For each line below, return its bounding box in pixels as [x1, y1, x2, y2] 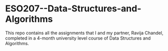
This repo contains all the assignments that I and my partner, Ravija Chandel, [5, 30, 163, 36]
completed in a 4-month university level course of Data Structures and [5, 35, 151, 41]
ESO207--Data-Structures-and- [5, 3, 141, 14]
